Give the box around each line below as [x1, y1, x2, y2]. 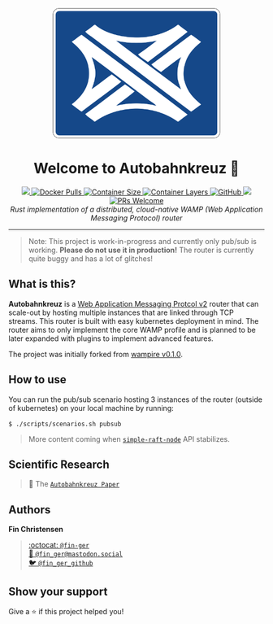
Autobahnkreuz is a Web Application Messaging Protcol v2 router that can [8, 299, 259, 308]
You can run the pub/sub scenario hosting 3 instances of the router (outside [8, 395, 262, 404]
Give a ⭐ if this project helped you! [8, 607, 124, 616]
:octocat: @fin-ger [28, 540, 89, 550]
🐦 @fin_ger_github [28, 558, 93, 568]
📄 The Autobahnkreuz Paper [28, 479, 120, 489]
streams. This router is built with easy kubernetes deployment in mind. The [8, 316, 259, 325]
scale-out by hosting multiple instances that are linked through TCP [8, 308, 234, 317]
